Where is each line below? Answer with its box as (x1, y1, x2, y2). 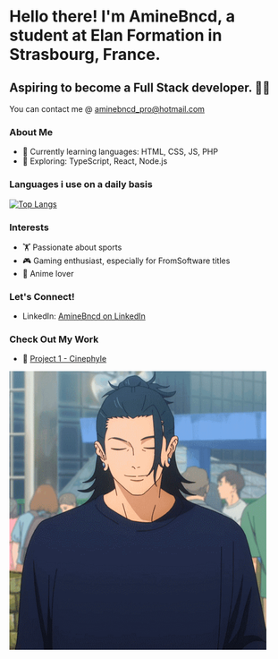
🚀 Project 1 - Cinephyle (21, 354, 107, 364)
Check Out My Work (9, 333, 99, 346)
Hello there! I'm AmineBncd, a (9, 6, 235, 27)
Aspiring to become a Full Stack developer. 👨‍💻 (9, 80, 271, 95)
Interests (9, 221, 49, 234)
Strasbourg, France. (9, 45, 161, 64)
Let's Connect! (9, 290, 75, 303)
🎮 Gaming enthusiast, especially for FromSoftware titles (21, 255, 231, 266)
